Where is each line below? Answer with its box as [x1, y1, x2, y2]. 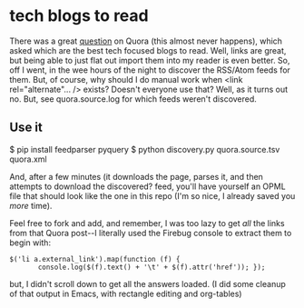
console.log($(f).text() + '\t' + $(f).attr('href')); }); [37, 263, 266, 272]
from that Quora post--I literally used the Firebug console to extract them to [9, 227, 292, 238]
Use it [9, 120, 43, 135]
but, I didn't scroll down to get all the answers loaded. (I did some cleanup [9, 278, 286, 289]
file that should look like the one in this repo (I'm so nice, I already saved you [9, 190, 296, 201]
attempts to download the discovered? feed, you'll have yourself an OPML [9, 181, 286, 192]
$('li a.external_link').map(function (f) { [9, 254, 181, 263]
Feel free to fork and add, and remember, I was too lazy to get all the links [9, 217, 285, 228]
